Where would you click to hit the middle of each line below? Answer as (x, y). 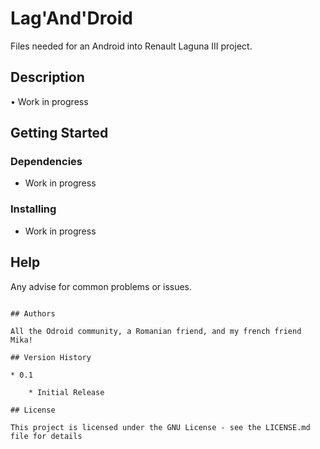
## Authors (33, 313)
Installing (33, 209)
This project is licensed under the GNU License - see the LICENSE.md (160, 427)
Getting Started (59, 133)
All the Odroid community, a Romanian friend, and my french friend (156, 331)
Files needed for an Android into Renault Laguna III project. (131, 46)
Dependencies (46, 162)
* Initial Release (66, 392)
